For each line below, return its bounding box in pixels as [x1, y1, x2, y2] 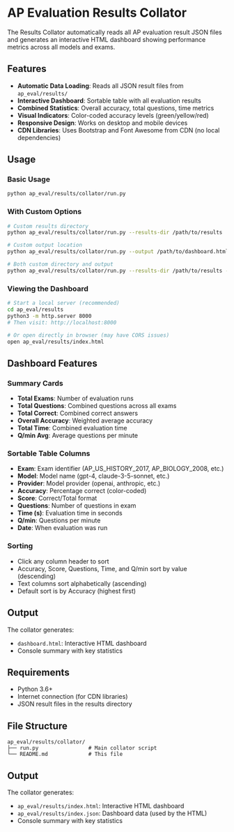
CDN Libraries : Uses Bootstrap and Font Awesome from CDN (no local [17, 126, 220, 134]
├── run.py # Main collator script [7, 745, 157, 752]
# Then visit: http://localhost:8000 [7, 319, 117, 326]
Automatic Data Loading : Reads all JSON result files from [17, 82, 184, 90]
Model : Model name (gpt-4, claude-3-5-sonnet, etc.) [17, 472, 170, 481]
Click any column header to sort [17, 557, 109, 566]
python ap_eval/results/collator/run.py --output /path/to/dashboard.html [7, 248, 229, 255]
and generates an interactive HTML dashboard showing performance [7, 35, 206, 43]
